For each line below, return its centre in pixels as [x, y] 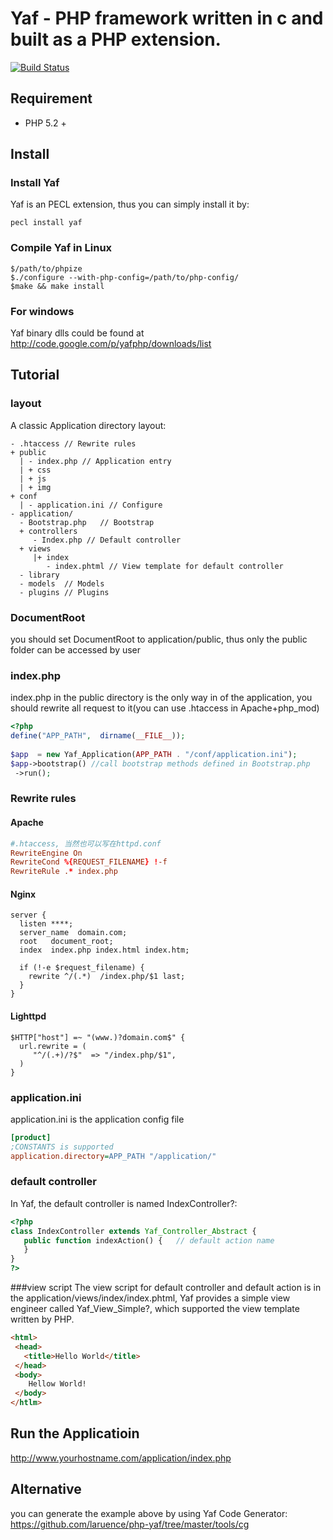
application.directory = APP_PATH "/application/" [113, 1156]
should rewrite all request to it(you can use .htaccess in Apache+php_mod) [165, 708]
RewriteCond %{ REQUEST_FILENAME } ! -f [89, 862]
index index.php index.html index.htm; [104, 950]
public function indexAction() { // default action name [149, 1240]
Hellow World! [57, 1384]
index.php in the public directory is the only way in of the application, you [161, 698]
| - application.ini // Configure [91, 505]
